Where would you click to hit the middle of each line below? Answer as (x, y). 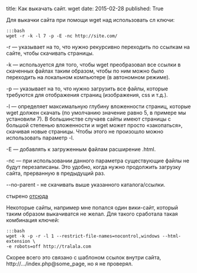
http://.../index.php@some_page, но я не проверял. (70, 264)
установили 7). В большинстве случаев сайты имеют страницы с (89, 119)
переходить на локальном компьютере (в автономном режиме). (88, 77)
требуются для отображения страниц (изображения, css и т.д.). (87, 95)
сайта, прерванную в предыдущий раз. (56, 173)
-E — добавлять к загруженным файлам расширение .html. (81, 149)
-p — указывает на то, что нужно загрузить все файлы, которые (87, 89)
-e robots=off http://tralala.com (49, 246)
